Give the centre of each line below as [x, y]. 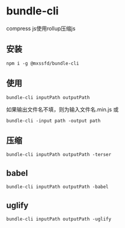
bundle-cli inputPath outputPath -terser [59, 155]
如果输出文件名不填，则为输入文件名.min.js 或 [62, 109]
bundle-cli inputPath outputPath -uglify [59, 219]
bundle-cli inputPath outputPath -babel [58, 187]
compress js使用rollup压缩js [41, 28]
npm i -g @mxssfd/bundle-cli [43, 63]
